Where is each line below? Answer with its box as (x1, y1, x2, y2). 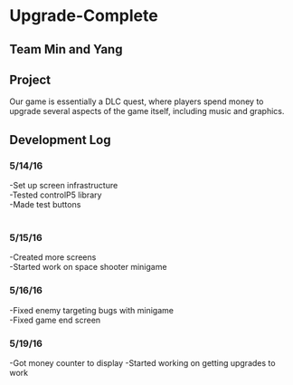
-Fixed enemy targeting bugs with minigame (9, 304, 175, 315)
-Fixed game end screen (9, 314, 101, 325)
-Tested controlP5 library (9, 189, 102, 200)
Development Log (9, 132, 111, 148)
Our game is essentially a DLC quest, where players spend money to (9, 96, 264, 107)
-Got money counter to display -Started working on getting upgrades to (9, 357, 276, 368)
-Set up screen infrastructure (9, 180, 118, 191)
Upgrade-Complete (9, 5, 158, 26)
